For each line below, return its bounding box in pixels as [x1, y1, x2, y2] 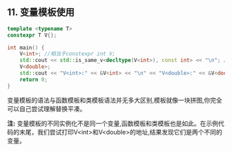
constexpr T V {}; [7, 32, 57, 39]
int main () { [7, 44, 45, 51]
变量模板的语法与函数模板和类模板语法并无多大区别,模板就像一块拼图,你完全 [7, 96, 223, 104]
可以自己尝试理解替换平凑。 [7, 104, 86, 112]
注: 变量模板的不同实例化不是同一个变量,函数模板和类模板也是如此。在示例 [7, 119, 219, 128]
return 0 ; [19, 76, 48, 83]
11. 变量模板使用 [7, 6, 75, 19]
